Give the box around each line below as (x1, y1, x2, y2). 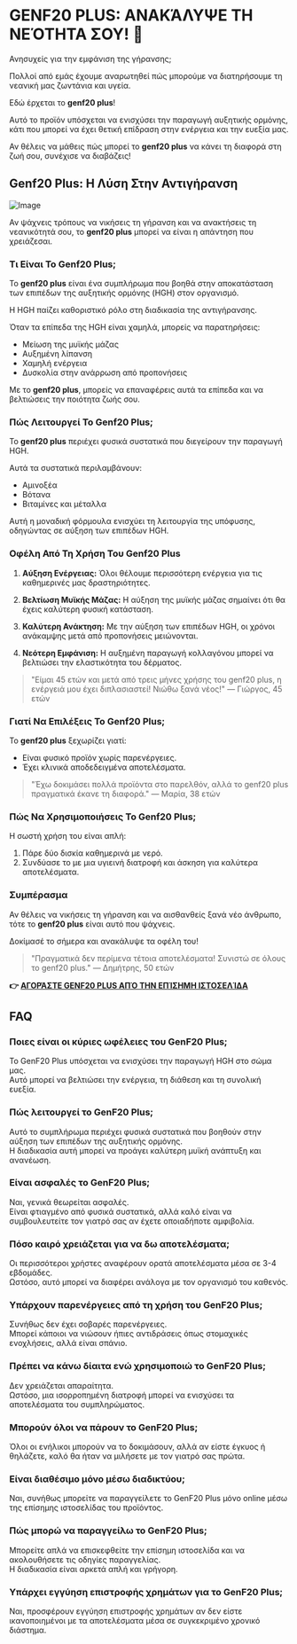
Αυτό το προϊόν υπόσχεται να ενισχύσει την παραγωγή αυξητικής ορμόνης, (9, 114, 288, 125)
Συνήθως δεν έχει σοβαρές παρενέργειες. (9, 1319, 168, 1330)
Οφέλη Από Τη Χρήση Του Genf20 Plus (9, 547, 181, 560)
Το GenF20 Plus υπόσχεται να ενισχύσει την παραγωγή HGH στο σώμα (9, 1056, 272, 1067)
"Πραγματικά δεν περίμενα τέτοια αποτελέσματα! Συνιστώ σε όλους (30, 952, 286, 963)
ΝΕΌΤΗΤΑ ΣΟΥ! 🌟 (9, 24, 144, 44)
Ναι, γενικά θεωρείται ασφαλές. (9, 1196, 129, 1207)
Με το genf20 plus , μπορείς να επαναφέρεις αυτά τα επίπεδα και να (9, 385, 264, 395)
